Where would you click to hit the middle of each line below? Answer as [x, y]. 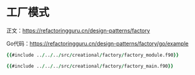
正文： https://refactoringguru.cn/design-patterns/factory [78, 30]
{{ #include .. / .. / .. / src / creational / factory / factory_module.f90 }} [93, 55]
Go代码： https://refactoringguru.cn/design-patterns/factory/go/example [97, 43]
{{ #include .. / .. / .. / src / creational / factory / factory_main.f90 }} [90, 66]
